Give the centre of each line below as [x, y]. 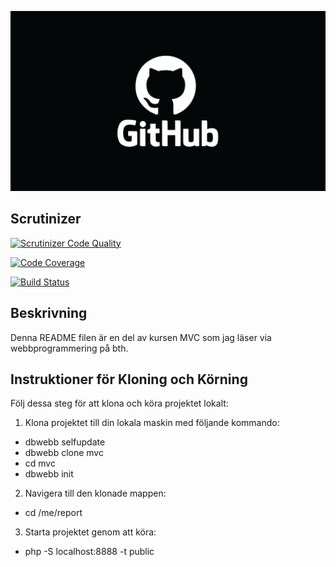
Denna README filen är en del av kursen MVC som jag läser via [141, 337]
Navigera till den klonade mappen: [95, 493]
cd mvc [40, 463]
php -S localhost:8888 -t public [89, 552]
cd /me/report [53, 513]
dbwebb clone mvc [64, 453]
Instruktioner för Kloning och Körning [129, 379]
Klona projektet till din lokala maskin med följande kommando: [152, 423]
